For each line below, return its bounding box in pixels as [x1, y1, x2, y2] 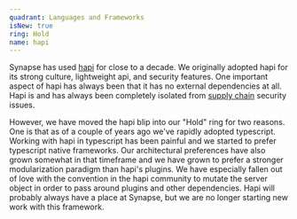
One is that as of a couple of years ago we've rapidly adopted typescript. [9, 126, 277, 137]
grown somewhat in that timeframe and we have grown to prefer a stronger [9, 154, 284, 165]
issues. [9, 99, 35, 111]
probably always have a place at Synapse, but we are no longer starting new [9, 192, 288, 203]
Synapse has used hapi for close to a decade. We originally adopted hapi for [9, 62, 288, 73]
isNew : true [9, 21, 53, 30]
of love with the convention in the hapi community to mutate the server [9, 174, 268, 184]
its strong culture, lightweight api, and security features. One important [9, 72, 269, 82]
